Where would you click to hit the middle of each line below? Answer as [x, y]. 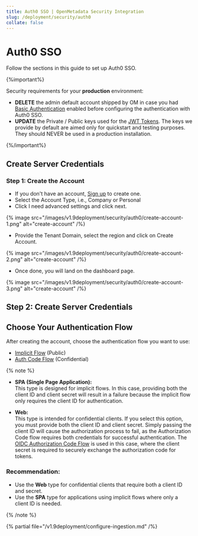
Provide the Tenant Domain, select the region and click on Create [94, 235]
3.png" [14, 288]
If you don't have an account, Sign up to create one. [78, 194]
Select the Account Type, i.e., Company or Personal [77, 200]
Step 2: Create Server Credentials [69, 307]
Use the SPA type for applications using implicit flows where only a [96, 497]
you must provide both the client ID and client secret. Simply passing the [103, 425]
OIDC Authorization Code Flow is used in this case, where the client [97, 444]
